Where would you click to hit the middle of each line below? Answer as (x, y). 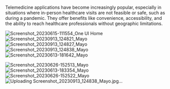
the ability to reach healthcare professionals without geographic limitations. (84, 23)
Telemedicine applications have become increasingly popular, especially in (83, 7)
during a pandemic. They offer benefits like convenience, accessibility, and (84, 18)
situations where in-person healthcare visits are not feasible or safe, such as (85, 13)
